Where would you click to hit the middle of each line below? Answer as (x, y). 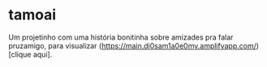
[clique (20, 54)
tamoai (32, 15)
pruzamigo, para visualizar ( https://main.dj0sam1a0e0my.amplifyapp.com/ (133, 45)
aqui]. (43, 54)
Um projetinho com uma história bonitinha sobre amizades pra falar (121, 37)
